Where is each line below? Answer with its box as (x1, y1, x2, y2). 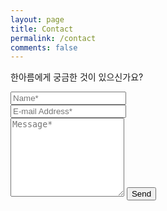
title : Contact (10, 24, 74, 34)
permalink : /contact (10, 33, 97, 43)
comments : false (10, 42, 78, 53)
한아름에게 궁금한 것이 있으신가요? (10, 71, 144, 83)
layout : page (10, 14, 65, 25)
